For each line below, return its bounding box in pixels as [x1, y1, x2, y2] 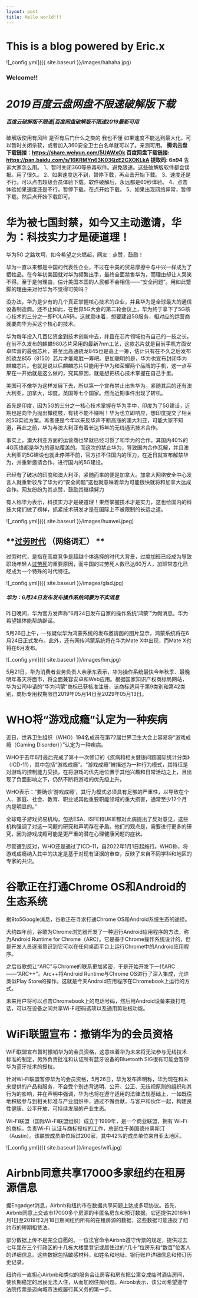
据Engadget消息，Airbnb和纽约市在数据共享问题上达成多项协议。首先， [6, 1201, 180, 1208]
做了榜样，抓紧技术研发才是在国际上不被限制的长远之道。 [26, 506, 166, 513]
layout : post [6, 8, 38, 15]
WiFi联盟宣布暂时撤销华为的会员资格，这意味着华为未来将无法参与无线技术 [6, 1048, 187, 1055]
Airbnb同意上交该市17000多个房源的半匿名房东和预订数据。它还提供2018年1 [6, 1209, 190, 1216]
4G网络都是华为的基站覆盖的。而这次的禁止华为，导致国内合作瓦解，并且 [6, 444, 184, 451]
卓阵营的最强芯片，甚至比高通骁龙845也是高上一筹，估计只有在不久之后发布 [6, 348, 192, 355]
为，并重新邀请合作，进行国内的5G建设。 [6, 459, 106, 466]
